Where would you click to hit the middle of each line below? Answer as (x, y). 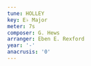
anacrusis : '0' (29, 52)
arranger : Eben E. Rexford (46, 39)
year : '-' (21, 45)
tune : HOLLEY (26, 13)
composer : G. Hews (33, 33)
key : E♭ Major (28, 20)
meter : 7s (21, 26)
